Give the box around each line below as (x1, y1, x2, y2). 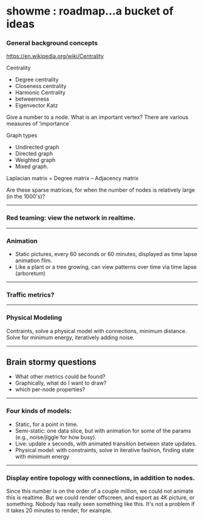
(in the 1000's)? (6, 193, 46, 200)
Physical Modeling (6, 314, 63, 322)
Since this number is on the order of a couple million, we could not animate (6, 487, 194, 495)
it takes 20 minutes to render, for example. (6, 507, 112, 514)
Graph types (6, 132, 38, 139)
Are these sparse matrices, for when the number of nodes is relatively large (6, 186, 195, 194)
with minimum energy (15, 453, 70, 460)
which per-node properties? (15, 386, 86, 393)
